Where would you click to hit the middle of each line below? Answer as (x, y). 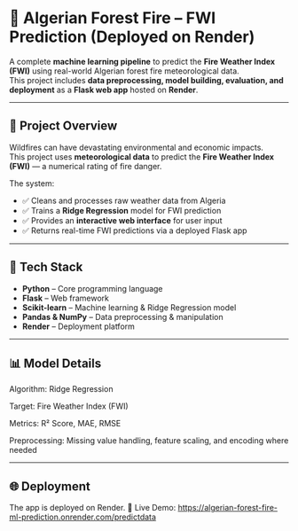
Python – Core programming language (92, 288)
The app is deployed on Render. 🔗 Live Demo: (93, 508)
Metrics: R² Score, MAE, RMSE (65, 424)
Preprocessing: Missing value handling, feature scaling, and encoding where (149, 441)
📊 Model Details (55, 363)
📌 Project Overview (63, 126)
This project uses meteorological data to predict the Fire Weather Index (142, 156)
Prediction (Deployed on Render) (132, 37)
